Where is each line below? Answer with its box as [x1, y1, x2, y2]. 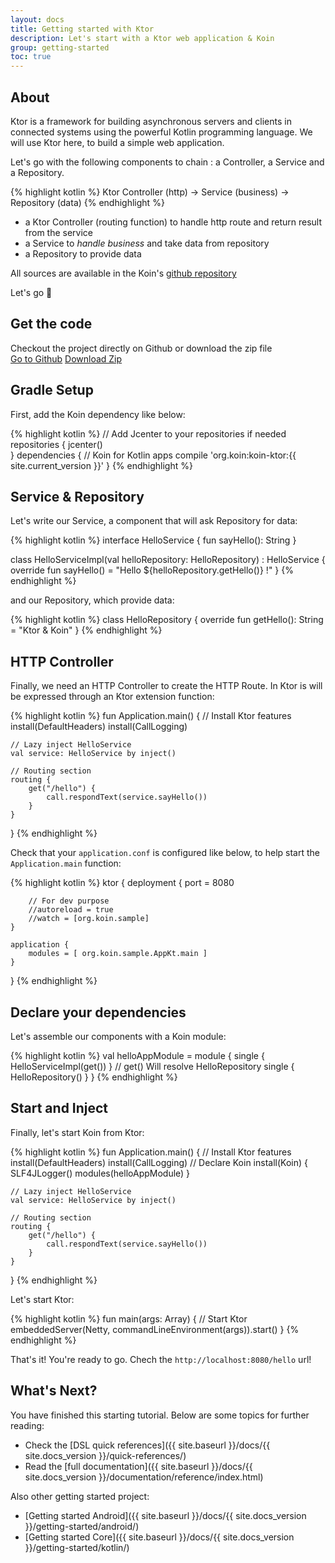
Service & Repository [10, 488, 145, 505]
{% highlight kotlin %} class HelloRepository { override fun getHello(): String [10, 614, 324, 626]
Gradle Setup [10, 382, 94, 399]
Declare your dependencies [10, 1004, 187, 1021]
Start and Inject [10, 1100, 109, 1117]
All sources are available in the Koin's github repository [10, 267, 237, 279]
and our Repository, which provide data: [10, 594, 175, 606]
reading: [10, 1419, 45, 1431]
